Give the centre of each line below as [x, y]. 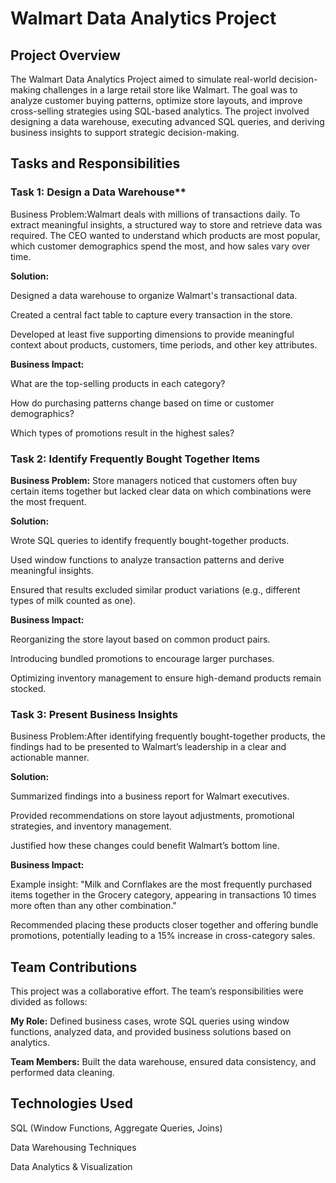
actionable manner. [50, 758]
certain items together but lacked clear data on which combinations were [161, 491]
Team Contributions [74, 967]
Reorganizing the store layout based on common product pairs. [140, 639]
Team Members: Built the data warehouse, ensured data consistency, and [163, 1062]
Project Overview [65, 55]
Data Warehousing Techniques [73, 1147]
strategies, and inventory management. [91, 826]
